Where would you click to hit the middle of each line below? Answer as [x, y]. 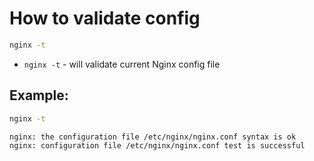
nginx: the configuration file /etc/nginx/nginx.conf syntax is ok [153, 137]
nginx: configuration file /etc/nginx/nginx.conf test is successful [157, 145]
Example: [39, 95]
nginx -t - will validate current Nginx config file [122, 64]
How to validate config [105, 18]
